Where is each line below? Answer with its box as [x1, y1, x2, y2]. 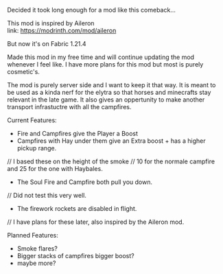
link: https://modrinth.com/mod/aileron [7, 27, 117, 34]
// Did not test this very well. [7, 192, 87, 199]
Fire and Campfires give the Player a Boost [16, 130, 139, 137]
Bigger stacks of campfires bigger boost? [16, 252, 135, 260]
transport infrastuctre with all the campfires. [7, 103, 132, 111]
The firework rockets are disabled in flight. [16, 205, 137, 212]
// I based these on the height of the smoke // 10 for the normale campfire [7, 157, 215, 165]
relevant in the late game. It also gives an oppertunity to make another [7, 95, 205, 104]
